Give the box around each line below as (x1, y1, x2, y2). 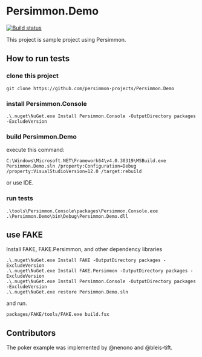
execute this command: (6, 146, 65, 154)
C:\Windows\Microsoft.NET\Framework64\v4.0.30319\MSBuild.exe (6, 158, 166, 164)
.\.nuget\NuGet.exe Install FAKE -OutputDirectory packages (6, 257, 161, 264)
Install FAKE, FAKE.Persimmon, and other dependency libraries (6, 246, 163, 253)
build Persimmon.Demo (6, 132, 77, 140)
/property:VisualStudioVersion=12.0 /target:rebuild (6, 168, 142, 175)
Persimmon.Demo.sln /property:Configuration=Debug (6, 163, 137, 169)
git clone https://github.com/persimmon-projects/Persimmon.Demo (6, 85, 174, 91)
